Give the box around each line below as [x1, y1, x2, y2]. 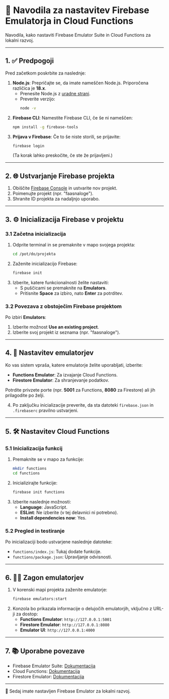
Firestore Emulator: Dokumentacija [12, 673, 84, 679]
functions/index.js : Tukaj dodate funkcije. [12, 549, 102, 555]
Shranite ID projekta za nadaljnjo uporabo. [12, 196, 100, 202]
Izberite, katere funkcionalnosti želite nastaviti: [12, 279, 109, 285]
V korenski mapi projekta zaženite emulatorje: [12, 587, 108, 593]
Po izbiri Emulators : [5, 314, 47, 320]
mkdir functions [12, 466, 47, 471]
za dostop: [16, 611, 38, 617]
